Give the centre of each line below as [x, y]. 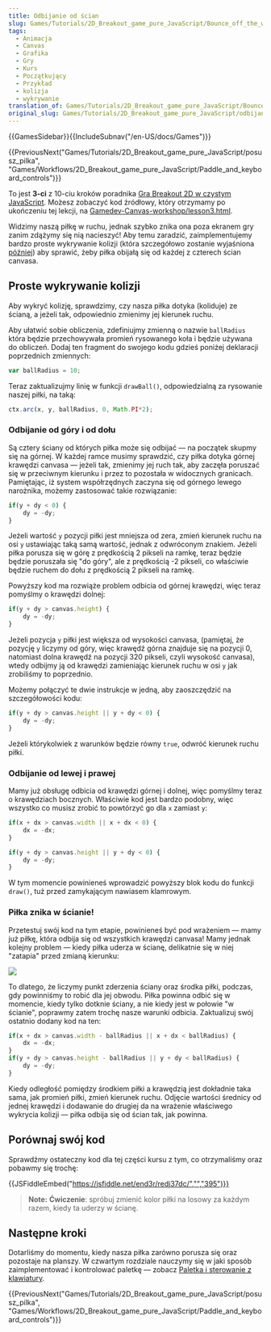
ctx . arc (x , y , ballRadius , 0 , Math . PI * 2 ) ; [81, 409]
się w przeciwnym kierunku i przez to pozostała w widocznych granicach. [131, 473]
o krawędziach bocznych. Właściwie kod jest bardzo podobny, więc [121, 799]
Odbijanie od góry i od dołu [62, 430]
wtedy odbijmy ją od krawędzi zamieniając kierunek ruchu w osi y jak [123, 666]
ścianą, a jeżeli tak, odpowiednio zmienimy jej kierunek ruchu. [111, 314]
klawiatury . [27, 1279]
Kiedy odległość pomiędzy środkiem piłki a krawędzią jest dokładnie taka [130, 1089]
